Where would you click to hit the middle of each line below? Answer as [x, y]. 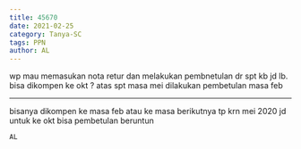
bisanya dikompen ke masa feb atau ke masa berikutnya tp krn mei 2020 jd [148, 112]
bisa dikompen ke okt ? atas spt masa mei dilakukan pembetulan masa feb [146, 86]
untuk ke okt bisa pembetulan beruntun [82, 120]
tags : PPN [28, 42]
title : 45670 [34, 17]
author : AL [30, 51]
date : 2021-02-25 [42, 26]
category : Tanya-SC [46, 34]
